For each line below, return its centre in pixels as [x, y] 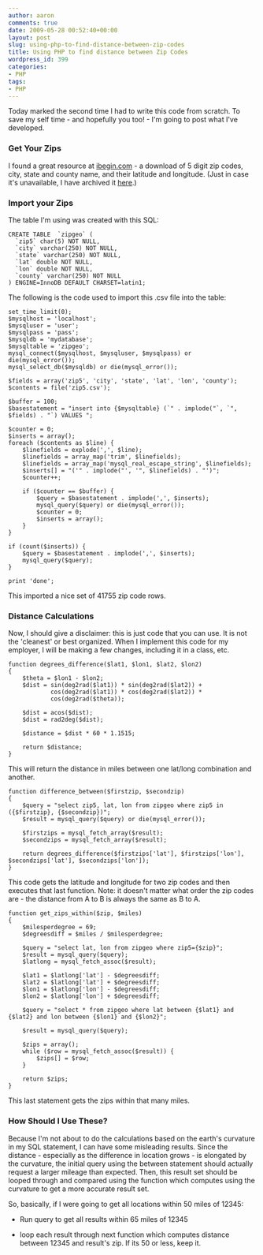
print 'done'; [31, 581]
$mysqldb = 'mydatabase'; [50, 339]
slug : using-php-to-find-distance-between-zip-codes [96, 45]
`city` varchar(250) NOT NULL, [67, 248]
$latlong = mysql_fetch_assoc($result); [89, 962]
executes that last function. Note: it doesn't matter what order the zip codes [131, 891]
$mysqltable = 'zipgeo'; [49, 346]
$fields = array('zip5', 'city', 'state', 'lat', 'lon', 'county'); [123, 381]
